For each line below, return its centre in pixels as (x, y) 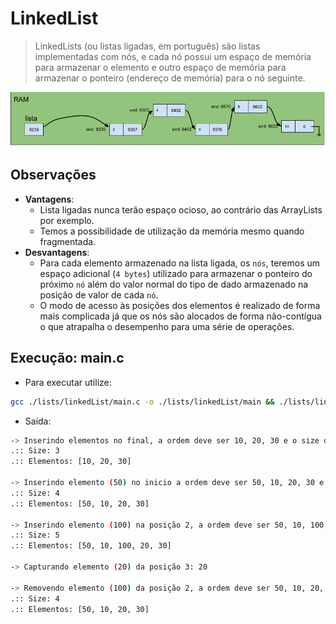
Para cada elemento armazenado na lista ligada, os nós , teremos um (180, 263)
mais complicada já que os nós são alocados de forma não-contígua (180, 316)
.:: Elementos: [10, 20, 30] (71, 462)
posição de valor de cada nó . (99, 294)
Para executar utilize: (68, 382)
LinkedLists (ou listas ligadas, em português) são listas (147, 46)
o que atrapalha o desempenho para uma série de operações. (167, 326)
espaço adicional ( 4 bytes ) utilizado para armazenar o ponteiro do (176, 273)
